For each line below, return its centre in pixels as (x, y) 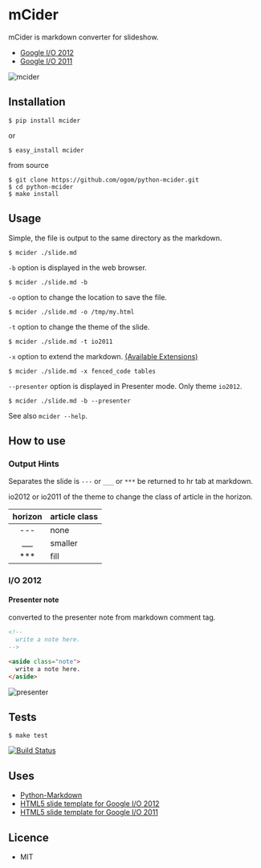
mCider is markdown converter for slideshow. (84, 37)
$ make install (34, 194)
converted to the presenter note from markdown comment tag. (112, 617)
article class (74, 517)
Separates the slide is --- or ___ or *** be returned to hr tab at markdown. (131, 481)
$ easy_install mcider (46, 150)
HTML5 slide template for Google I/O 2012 (90, 804)
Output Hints (34, 464)
